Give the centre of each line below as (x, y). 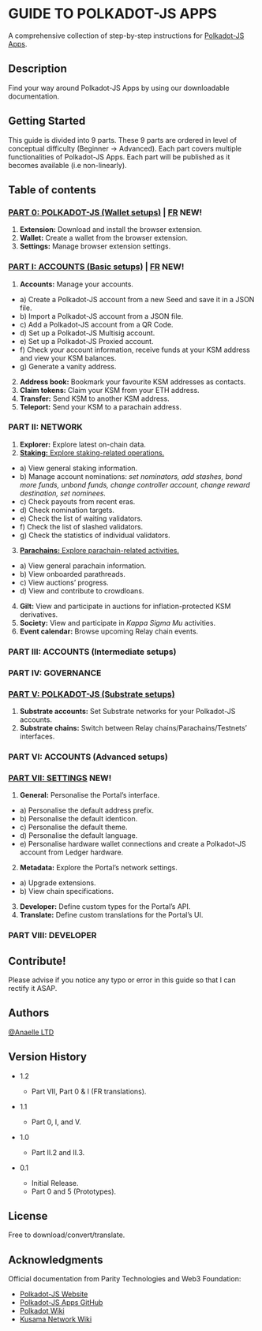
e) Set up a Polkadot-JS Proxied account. (86, 341)
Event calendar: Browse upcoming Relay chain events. (109, 631)
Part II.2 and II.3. (58, 1152)
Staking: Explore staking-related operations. (92, 452)
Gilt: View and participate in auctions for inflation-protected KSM (125, 606)
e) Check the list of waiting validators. (81, 518)
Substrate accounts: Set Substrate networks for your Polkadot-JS (127, 711)
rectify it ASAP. (33, 988)
